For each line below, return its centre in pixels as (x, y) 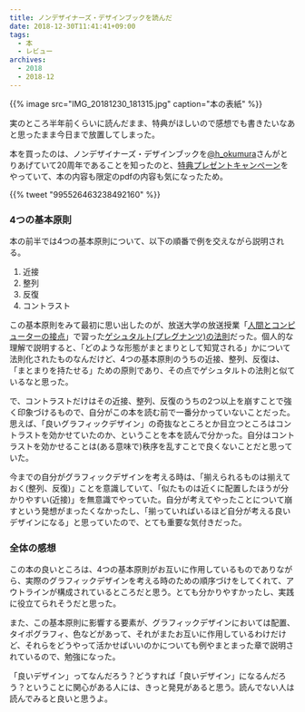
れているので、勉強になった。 (65, 657)
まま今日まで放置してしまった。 (100, 134)
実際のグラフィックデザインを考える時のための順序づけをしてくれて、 (156, 580)
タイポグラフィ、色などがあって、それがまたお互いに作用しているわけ (140, 634)
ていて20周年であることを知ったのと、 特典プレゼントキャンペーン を (161, 165)
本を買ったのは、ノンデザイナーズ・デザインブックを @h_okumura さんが (145, 153)
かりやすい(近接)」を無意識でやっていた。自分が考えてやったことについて (147, 500)
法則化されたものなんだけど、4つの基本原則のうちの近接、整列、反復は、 (147, 359)
